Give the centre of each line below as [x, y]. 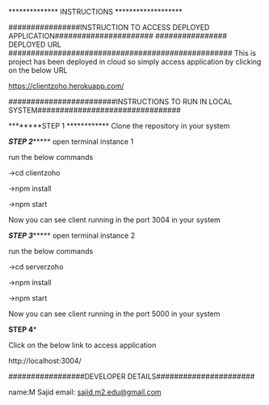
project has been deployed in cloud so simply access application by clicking [135, 61]
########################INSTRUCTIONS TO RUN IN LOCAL [120, 101]
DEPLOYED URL [35, 44]
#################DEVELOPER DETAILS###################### [132, 376]
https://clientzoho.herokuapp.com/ [66, 86]
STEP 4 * [23, 329]
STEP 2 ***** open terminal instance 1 [71, 141]
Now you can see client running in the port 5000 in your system [114, 314]
